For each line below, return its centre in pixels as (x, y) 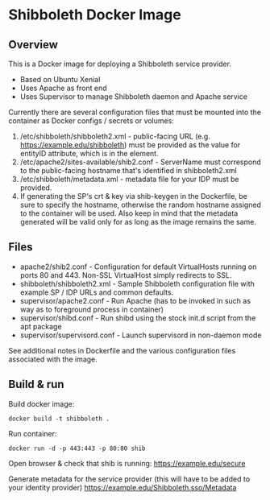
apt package (41, 326)
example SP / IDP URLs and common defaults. (97, 292)
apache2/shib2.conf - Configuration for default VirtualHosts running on (138, 267)
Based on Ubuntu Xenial (60, 79)
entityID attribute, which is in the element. (89, 153)
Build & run (36, 384)
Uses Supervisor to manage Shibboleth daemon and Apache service (134, 97)
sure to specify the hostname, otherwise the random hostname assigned (141, 205)
